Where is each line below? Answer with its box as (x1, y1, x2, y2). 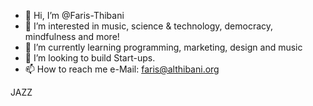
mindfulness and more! (24, 31, 120, 42)
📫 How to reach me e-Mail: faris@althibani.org (24, 63, 220, 75)
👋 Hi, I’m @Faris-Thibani (24, 10, 125, 21)
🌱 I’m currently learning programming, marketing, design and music (24, 41, 303, 53)
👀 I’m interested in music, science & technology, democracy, (24, 20, 274, 32)
